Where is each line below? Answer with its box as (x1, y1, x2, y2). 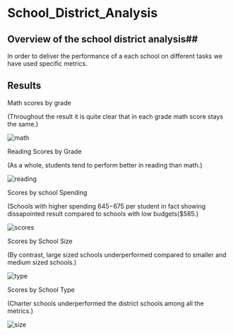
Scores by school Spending (7, 188, 88, 196)
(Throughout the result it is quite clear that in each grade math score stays (7, 112, 224, 121)
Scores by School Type (7, 285, 76, 294)
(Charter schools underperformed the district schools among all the (7, 299, 204, 307)
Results (7, 80, 42, 92)
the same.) (7, 119, 39, 128)
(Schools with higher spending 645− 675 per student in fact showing (7, 201, 206, 210)
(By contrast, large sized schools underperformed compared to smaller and (7, 250, 227, 259)
